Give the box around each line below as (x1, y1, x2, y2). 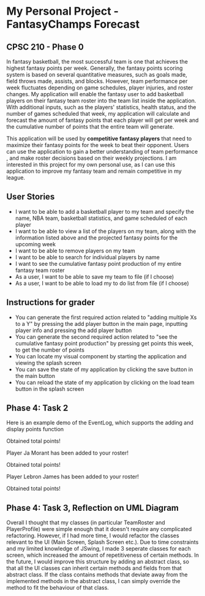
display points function (6, 426, 64, 433)
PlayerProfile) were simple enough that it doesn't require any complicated (6, 526, 192, 533)
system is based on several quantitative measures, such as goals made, (6, 71, 188, 78)
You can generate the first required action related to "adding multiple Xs (15, 314, 197, 321)
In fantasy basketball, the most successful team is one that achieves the (6, 58, 188, 65)
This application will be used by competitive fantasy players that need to (6, 135, 192, 142)
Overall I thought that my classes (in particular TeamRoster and (6, 519, 165, 526)
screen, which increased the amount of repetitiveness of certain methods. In (6, 551, 199, 559)
